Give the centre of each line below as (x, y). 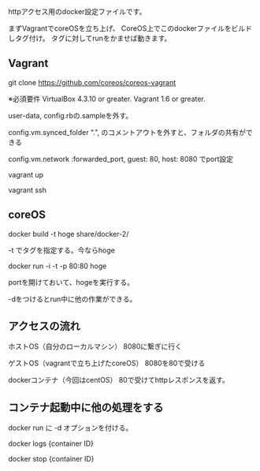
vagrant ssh (28, 190)
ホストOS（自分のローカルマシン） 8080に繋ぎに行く (95, 346)
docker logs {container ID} (51, 443)
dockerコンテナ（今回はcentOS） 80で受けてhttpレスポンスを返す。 (119, 380)
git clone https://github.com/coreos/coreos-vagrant (92, 82)
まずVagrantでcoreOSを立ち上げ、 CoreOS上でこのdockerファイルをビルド (130, 28)
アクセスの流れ (44, 326)
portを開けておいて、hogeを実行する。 (71, 282)
